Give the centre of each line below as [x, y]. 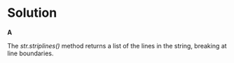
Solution [32, 13]
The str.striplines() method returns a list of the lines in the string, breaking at [117, 45]
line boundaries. [30, 53]
